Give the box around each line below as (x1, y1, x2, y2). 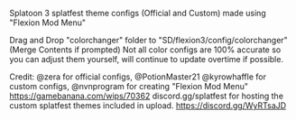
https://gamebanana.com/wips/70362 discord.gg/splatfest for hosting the (9, 90, 284, 101)
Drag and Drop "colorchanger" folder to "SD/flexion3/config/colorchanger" (9, 35, 289, 45)
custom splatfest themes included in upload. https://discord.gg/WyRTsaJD (9, 100, 287, 111)
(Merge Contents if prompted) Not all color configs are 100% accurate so (9, 44, 282, 55)
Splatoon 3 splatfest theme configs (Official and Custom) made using (9, 8, 266, 18)
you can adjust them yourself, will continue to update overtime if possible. (9, 54, 284, 64)
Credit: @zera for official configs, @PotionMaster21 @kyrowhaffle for (9, 71, 266, 82)
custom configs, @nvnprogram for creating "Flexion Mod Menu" (9, 81, 248, 91)
